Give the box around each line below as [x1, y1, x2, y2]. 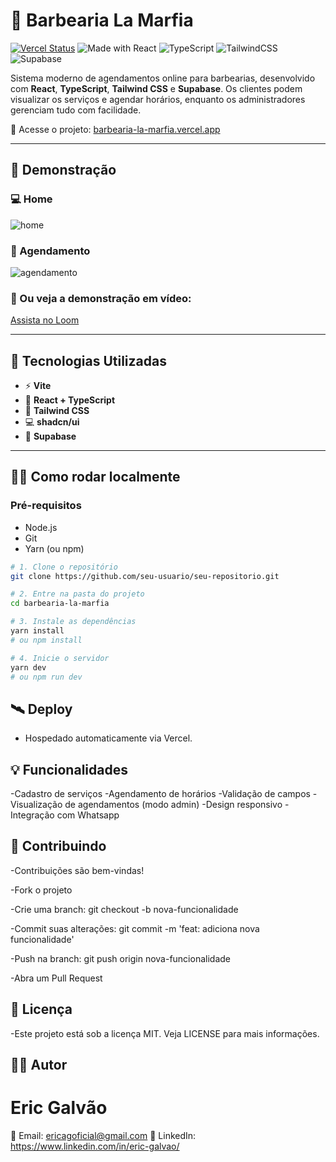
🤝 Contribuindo [10, 838, 107, 855]
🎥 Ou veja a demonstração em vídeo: [10, 291, 192, 305]
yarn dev [10, 662, 47, 673]
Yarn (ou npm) [24, 542, 85, 554]
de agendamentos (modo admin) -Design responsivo [64, 799, 283, 811]
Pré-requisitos [10, 499, 82, 513]
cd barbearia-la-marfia [10, 599, 110, 609]
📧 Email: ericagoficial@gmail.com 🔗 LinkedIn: [10, 1130, 197, 1142]
